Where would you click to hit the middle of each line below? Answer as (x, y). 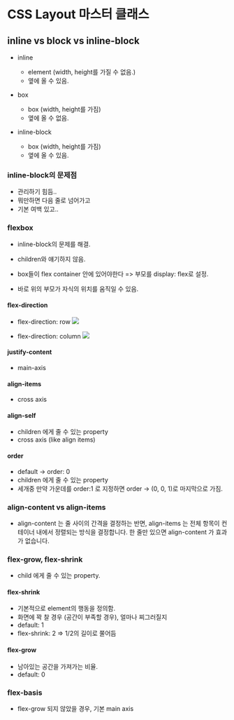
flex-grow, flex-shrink (45, 559)
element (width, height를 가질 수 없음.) (82, 72)
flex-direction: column (49, 336)
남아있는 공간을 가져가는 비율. (58, 666)
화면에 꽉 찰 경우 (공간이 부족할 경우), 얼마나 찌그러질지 (92, 617)
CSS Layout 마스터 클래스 (78, 14)
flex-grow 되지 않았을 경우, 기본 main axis (75, 708)
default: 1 (30, 625)
